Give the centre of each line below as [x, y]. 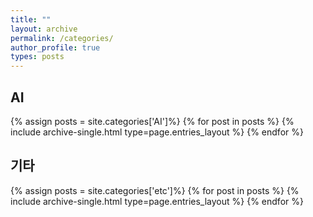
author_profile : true [55, 47]
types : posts [37, 57]
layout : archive [44, 29]
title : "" [31, 19]
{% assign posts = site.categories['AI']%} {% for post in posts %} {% [152, 121]
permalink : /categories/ [62, 38]
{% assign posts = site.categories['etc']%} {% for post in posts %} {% [155, 190]
